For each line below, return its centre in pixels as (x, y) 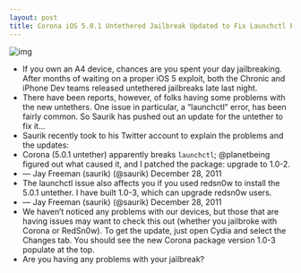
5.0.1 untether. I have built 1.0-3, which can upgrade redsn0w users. (147, 192)
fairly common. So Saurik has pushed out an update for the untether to (153, 116)
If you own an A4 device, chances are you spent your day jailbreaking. (152, 69)
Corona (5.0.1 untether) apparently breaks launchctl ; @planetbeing (146, 154)
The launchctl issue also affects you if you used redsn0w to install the (151, 183)
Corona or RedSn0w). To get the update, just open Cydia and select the (154, 230)
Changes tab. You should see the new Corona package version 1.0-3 (149, 240)
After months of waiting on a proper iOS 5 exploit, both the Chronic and (154, 78)
